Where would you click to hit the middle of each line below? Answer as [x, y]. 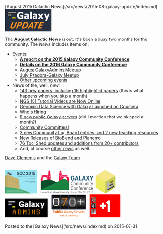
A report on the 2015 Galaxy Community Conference [74, 59]
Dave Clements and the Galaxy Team [43, 158]
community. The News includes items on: [47, 44]
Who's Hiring [33, 112]
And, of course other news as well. [55, 149]
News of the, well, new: [36, 85]
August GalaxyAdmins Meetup [50, 70]
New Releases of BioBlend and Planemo [60, 138]
